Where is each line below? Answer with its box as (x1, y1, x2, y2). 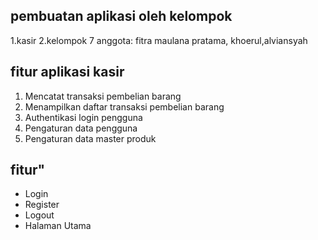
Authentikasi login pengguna (24, 111, 143, 123)
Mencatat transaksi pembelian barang (24, 90, 182, 102)
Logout (24, 209, 55, 221)
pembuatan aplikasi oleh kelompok (10, 8, 233, 25)
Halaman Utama (24, 220, 92, 232)
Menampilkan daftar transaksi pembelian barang (24, 100, 225, 113)
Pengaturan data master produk (24, 132, 157, 144)
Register (24, 199, 60, 211)
